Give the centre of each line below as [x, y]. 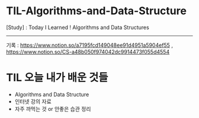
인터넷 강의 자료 [33, 101]
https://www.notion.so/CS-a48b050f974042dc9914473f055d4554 [88, 52]
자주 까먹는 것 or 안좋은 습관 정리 [53, 109]
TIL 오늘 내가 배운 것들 [57, 78]
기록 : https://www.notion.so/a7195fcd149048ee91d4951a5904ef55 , [90, 45]
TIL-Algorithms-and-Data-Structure [96, 11]
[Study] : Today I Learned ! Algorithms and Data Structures [78, 27]
